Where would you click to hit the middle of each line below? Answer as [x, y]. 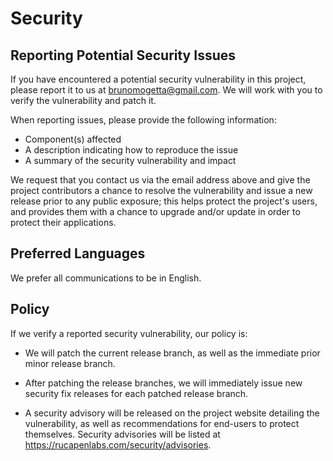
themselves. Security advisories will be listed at [122, 434]
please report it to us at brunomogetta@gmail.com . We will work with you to [166, 90]
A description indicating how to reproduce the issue [131, 150]
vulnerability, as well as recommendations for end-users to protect [162, 423]
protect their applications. [63, 222]
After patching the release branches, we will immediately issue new [163, 383]
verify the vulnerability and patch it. [83, 100]
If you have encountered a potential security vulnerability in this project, [158, 79]
